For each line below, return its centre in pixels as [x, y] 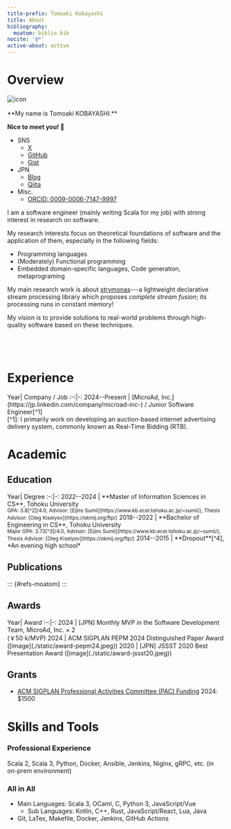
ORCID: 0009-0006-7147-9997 [72, 199]
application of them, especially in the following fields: [83, 240]
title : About [26, 20]
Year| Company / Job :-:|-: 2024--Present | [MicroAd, [84, 397]
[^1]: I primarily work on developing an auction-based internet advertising [111, 419]
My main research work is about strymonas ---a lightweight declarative [108, 289]
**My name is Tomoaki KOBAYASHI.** [62, 113]
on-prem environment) [39, 771]
